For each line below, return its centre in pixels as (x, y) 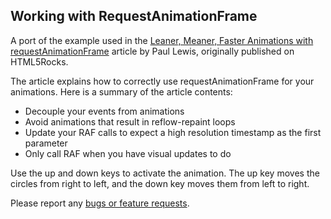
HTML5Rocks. (39, 61)
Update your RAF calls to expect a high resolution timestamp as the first (173, 132)
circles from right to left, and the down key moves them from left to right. (160, 183)
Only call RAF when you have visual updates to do (128, 153)
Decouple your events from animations (104, 111)
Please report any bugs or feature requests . (100, 203)
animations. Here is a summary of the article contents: (121, 91)
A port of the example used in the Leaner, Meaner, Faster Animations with (162, 40)
